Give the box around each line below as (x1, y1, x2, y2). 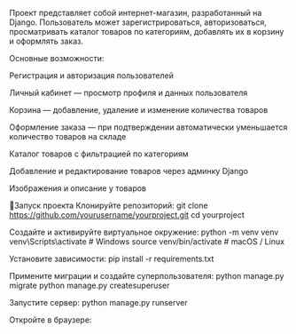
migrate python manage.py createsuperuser (9, 280, 170, 290)
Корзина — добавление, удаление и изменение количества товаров (9, 105, 269, 115)
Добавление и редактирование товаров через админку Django (9, 166, 248, 176)
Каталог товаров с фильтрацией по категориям (9, 148, 189, 159)
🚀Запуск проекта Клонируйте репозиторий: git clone (9, 200, 208, 211)
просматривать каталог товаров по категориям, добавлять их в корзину (9, 27, 284, 36)
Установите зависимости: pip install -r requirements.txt (9, 253, 214, 264)
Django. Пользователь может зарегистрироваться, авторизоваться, (9, 17, 268, 28)
